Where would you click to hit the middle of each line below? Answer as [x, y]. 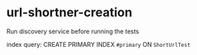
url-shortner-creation [69, 13]
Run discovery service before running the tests [73, 31]
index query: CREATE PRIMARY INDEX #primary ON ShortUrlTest [98, 44]
